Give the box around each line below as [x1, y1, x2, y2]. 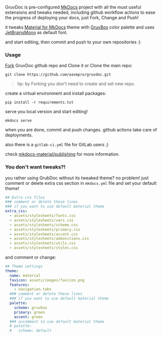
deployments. [5, 132, 33, 138]
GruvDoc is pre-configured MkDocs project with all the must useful [5, 4, 141, 10]
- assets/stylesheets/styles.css [9, 246, 78, 251]
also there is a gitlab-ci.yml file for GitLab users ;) [5, 142, 109, 148]
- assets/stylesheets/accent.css [9, 232, 78, 237]
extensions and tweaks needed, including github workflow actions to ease [5, 9, 156, 15]
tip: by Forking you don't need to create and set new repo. [17, 81, 135, 87]
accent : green [14, 314, 43, 319]
